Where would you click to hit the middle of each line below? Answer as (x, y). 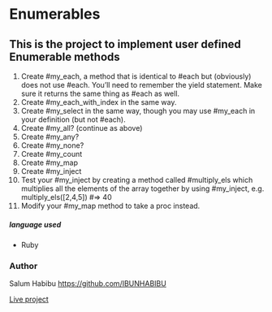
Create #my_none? (52, 145)
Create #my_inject (51, 171)
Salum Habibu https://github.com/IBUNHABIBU (88, 284)
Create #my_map (50, 162)
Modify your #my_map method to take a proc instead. (110, 206)
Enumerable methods (65, 56)
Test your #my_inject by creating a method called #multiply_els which (137, 180)
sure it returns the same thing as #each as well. (100, 93)
